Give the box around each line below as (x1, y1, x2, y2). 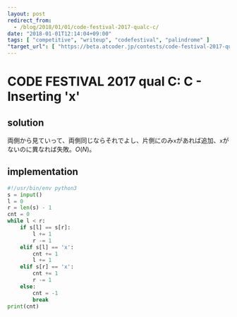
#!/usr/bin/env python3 (7, 184, 78, 191)
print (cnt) (7, 303, 39, 310)
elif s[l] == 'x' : (20, 244, 74, 251)
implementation (7, 166, 79, 178)
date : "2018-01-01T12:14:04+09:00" (7, 30, 112, 37)
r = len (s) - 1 (7, 204, 52, 212)
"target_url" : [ (7, 43, 55, 50)
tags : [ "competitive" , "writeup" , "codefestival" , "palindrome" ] (7, 37, 210, 44)
